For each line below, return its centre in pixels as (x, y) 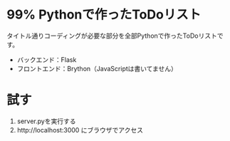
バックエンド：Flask (47, 59)
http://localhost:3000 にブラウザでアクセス (80, 130)
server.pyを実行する (46, 121)
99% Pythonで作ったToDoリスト (104, 15)
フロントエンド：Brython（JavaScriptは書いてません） (97, 68)
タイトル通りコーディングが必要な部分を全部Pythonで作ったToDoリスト (112, 36)
